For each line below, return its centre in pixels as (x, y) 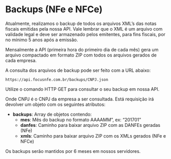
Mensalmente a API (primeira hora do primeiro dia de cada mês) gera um (82, 49)
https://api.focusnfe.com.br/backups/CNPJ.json (57, 79)
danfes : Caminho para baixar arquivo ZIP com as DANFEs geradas (90, 125)
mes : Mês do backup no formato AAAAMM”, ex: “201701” (81, 120)
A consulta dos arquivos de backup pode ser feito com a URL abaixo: (78, 70)
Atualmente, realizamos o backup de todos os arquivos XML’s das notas (81, 23)
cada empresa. (21, 60)
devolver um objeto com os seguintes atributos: (55, 104)
